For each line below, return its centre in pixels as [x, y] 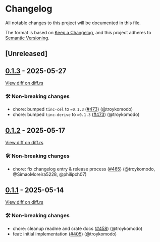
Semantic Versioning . [27, 38]
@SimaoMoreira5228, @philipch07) [49, 174]
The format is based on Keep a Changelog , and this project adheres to [78, 32]
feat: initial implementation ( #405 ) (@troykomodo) [65, 234]
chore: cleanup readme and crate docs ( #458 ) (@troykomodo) [77, 228]
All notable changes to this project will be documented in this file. [73, 23]
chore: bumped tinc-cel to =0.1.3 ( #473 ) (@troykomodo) [72, 109]
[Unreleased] [26, 54]
